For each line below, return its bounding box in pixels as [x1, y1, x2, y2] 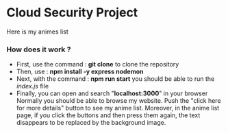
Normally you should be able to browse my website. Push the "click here [16, 97, 221, 105]
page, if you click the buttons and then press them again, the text [16, 111, 201, 119]
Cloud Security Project [6, 5, 138, 21]
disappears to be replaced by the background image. [16, 119, 166, 127]
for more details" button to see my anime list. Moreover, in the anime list [16, 104, 220, 112]
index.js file [16, 82, 49, 90]
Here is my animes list [6, 27, 69, 36]
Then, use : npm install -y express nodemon [16, 67, 144, 76]
